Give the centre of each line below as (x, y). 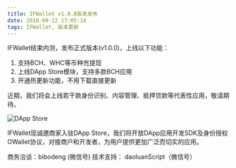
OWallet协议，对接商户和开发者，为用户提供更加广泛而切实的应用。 (105, 142)
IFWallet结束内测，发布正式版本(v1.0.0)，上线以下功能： (88, 48)
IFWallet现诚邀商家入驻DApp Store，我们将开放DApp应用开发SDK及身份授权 (118, 133)
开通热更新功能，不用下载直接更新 (67, 80)
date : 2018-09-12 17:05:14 (47, 20)
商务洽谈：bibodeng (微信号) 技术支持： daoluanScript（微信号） (102, 157)
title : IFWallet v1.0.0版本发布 (53, 14)
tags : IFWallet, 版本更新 (43, 27)
